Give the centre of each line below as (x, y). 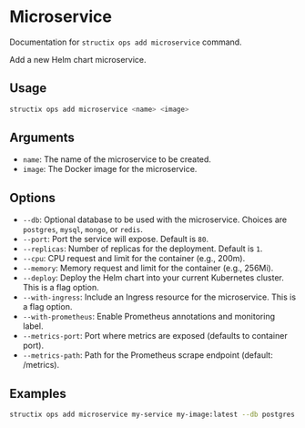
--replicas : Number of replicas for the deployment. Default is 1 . (142, 249)
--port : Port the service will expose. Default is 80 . (116, 239)
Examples (38, 393)
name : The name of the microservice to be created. (117, 159)
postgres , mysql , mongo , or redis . (83, 229)
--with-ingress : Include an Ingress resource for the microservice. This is (159, 297)
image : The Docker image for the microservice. (110, 169)
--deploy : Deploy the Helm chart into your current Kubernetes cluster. (153, 278)
